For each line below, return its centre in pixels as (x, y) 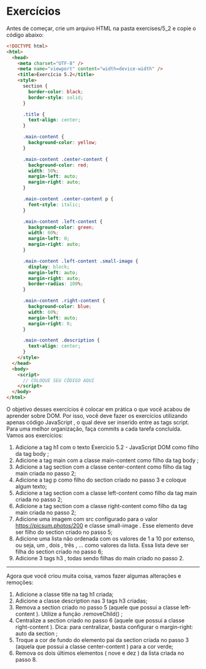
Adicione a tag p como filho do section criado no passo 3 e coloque (101, 480)
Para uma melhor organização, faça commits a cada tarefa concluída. (94, 429)
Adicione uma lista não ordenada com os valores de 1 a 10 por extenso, (105, 539)
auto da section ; (36, 633)
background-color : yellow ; (63, 143)
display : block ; (49, 267)
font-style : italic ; (55, 205)
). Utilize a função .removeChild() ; (79, 614)
